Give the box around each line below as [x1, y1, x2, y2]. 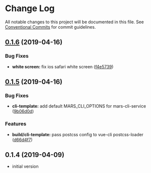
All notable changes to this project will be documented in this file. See [5, 19, 144, 25]
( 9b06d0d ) [12, 109, 34, 114]
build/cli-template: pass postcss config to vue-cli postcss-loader [12, 131, 144, 137]
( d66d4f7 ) [12, 137, 33, 142]
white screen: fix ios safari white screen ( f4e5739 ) [12, 63, 114, 69]
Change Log [5, 3, 55, 14]
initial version [12, 163, 39, 170]
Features [5, 121, 27, 127]
